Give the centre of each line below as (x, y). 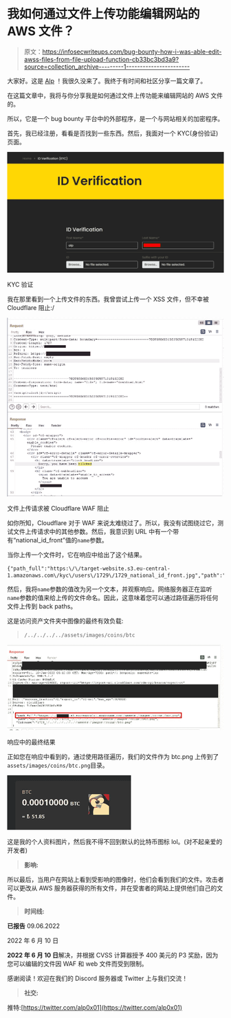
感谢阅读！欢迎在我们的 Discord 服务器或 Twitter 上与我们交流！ (98, 978)
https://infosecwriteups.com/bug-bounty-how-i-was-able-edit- (132, 52)
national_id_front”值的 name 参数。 (62, 540)
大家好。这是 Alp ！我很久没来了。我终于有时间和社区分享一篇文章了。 (107, 80)
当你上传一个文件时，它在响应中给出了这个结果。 (76, 555)
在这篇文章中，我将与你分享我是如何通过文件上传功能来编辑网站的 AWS (108, 95)
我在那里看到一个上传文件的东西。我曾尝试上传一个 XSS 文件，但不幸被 (108, 299)
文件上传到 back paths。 (42, 606)
